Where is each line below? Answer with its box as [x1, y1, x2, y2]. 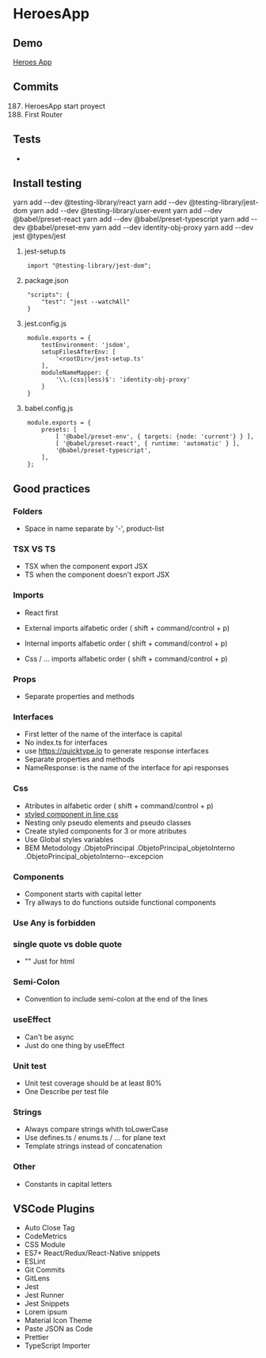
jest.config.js [24, 319, 66, 329]
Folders [13, 505, 43, 517]
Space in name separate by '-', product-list [24, 524, 165, 533]
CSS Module [24, 1240, 66, 1249]
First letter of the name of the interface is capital [24, 730, 183, 739]
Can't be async [24, 1032, 74, 1042]
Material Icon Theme [24, 1316, 93, 1326]
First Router [24, 109, 63, 119]
